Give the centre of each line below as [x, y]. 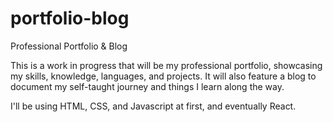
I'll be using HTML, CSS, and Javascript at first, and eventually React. [153, 106]
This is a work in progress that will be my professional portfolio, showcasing [166, 65]
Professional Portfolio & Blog [69, 46]
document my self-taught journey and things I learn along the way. [147, 86]
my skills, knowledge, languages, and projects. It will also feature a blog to [163, 76]
